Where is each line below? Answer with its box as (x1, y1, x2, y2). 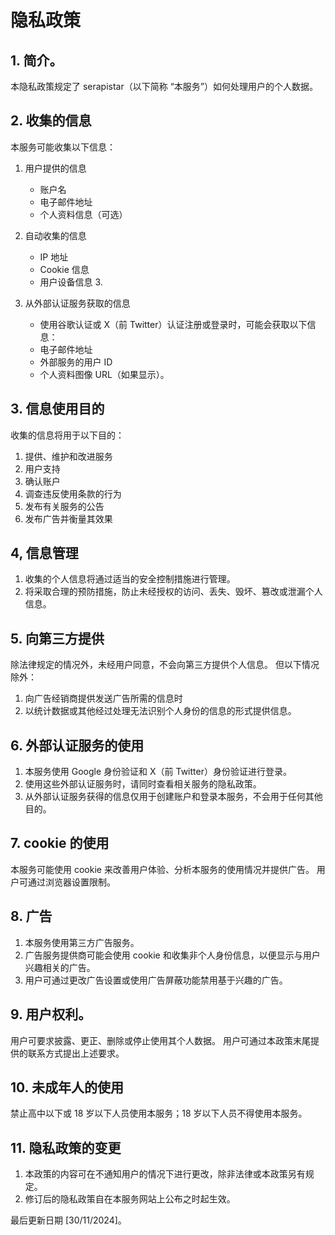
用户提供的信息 (24, 162, 87, 174)
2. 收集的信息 (10, 112, 92, 130)
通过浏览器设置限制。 (27, 876, 116, 888)
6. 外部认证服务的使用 (10, 737, 145, 754)
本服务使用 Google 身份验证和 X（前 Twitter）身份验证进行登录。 (24, 766, 292, 778)
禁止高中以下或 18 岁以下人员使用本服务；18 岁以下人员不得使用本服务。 (10, 1107, 308, 1120)
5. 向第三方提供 (10, 630, 105, 647)
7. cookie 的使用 (10, 835, 110, 852)
